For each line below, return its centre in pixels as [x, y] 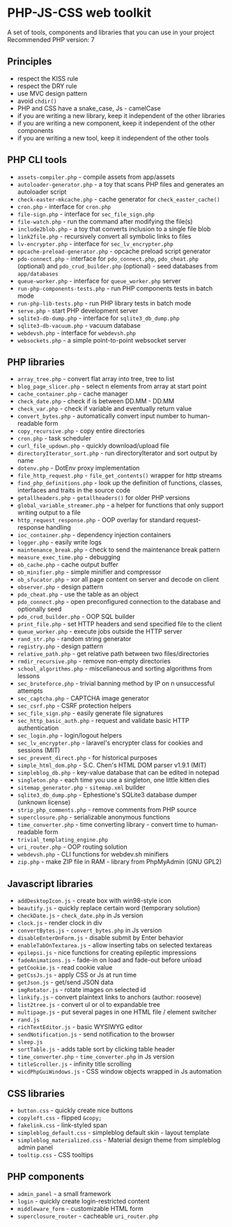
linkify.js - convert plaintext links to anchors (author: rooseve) [109, 997]
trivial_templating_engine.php [63, 840]
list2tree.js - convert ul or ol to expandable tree [88, 1005]
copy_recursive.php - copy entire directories [81, 431]
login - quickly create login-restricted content [83, 1201]
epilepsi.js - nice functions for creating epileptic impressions [107, 953]
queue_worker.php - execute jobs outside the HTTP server [100, 631]
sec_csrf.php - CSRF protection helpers [74, 706]
